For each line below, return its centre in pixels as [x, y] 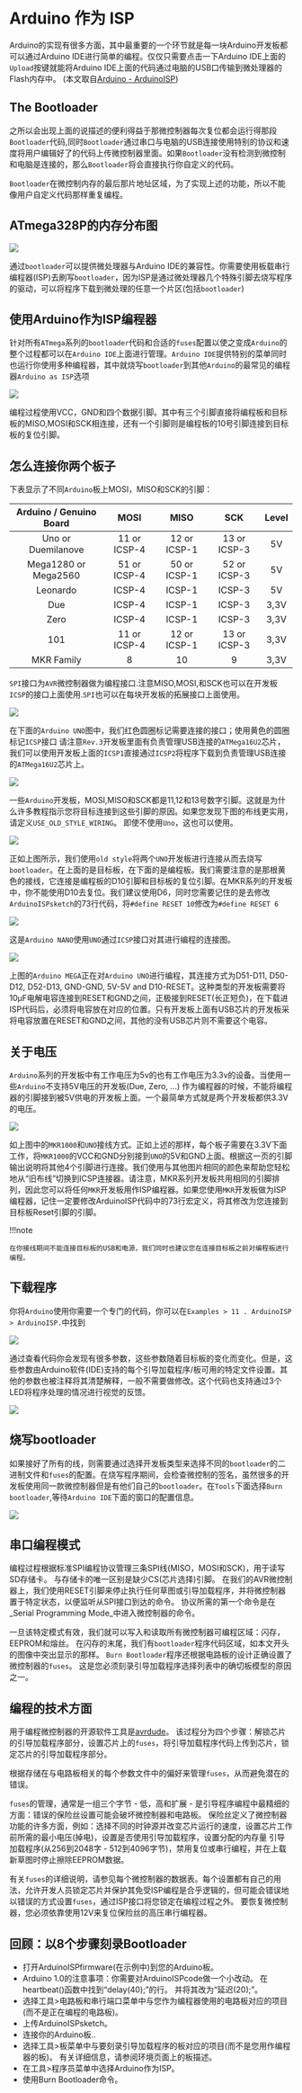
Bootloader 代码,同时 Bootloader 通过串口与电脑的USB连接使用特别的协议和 [145, 141]
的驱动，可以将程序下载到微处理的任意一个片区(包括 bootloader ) [127, 288]
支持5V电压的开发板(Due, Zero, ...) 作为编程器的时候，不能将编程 [173, 1086]
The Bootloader [54, 107]
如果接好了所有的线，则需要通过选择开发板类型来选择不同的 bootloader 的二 [147, 1463]
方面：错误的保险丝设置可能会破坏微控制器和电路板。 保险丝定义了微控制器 [148, 1815]
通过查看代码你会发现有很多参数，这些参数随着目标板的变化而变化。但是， [147, 1358]
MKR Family [56, 660]
